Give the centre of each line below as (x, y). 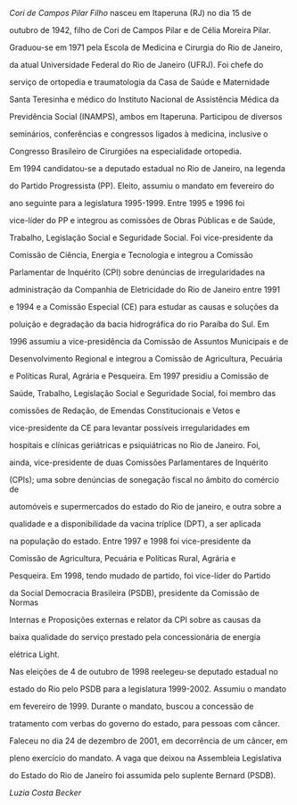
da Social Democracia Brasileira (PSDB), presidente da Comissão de (135, 593)
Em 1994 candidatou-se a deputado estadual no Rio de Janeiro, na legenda (147, 168)
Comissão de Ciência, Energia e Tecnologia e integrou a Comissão (131, 255)
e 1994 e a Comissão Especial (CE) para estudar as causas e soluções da (144, 307)
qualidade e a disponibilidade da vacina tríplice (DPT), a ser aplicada (135, 524)
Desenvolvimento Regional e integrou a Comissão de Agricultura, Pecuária (146, 359)
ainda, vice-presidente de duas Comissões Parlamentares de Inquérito (139, 462)
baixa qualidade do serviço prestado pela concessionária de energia (135, 637)
